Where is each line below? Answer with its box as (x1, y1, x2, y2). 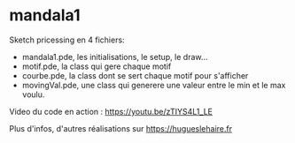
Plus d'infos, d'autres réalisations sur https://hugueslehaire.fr (9, 123, 233, 133)
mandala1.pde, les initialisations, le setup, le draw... (21, 51, 208, 62)
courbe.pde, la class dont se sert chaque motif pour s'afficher (21, 70, 249, 80)
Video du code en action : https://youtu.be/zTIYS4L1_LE (9, 106, 213, 117)
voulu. (21, 89, 45, 100)
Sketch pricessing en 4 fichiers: (9, 34, 126, 45)
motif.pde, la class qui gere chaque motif (21, 61, 172, 71)
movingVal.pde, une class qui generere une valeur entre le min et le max (21, 79, 286, 90)
